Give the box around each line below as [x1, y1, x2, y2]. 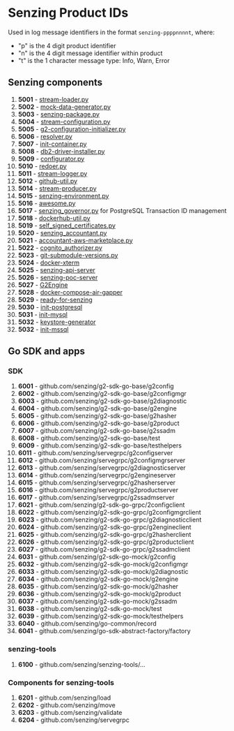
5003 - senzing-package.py [17, 110, 100, 118]
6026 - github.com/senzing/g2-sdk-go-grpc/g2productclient [17, 538, 194, 546]
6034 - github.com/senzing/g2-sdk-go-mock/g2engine [17, 575, 179, 584]
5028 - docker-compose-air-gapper [17, 288, 123, 296]
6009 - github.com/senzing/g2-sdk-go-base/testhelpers [17, 441, 182, 450]
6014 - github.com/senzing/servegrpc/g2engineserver [17, 471, 176, 480]
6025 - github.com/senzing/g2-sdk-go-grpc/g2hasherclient [17, 531, 192, 539]
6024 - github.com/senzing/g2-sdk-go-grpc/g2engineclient [17, 523, 192, 531]
